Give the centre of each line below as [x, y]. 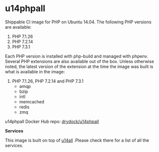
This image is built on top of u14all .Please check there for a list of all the [77, 140]
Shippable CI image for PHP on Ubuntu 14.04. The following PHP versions [78, 22]
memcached [32, 101]
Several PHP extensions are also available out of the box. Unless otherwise [79, 61]
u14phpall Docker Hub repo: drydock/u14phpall [52, 121]
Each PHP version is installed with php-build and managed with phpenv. [77, 56]
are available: [18, 27]
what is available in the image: [35, 71]
